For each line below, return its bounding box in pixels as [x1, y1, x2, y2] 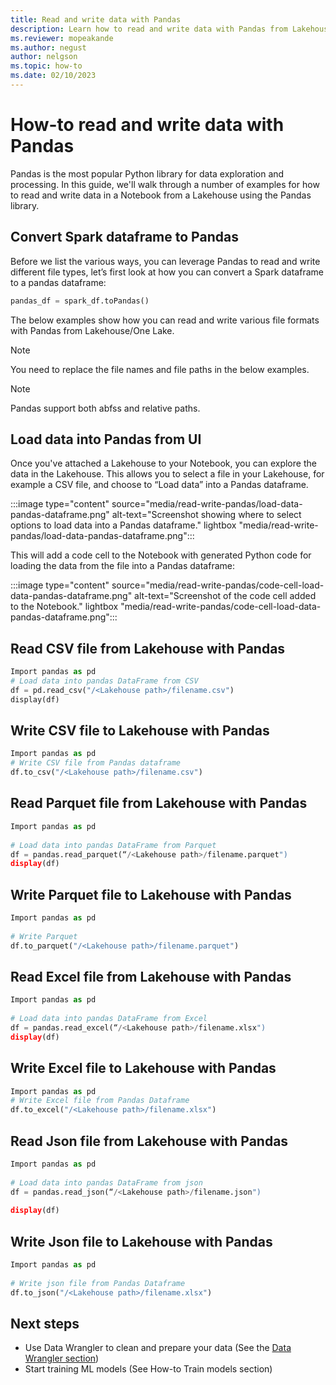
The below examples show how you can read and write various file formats [10, 314, 320, 326]
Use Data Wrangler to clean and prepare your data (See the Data [24, 1342, 292, 1354]
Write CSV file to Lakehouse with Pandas [10, 722, 270, 740]
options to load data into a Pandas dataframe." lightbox [10, 519, 237, 531]
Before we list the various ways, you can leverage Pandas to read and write [10, 255, 321, 267]
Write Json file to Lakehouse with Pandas [10, 1233, 273, 1250]
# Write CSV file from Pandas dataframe [10, 758, 182, 768]
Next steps [10, 1315, 80, 1332]
